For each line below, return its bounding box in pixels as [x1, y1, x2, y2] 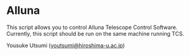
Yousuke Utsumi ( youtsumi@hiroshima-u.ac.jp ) [6, 42, 125, 49]
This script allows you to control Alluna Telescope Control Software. [6, 24, 178, 31]
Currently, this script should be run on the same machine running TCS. [6, 30, 184, 37]
